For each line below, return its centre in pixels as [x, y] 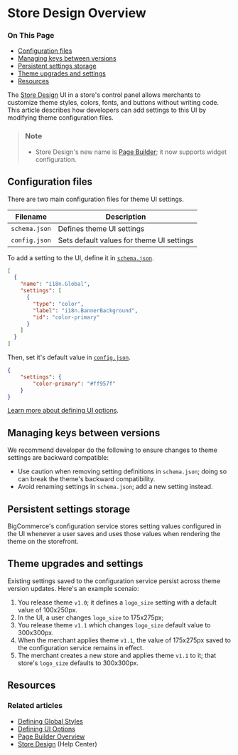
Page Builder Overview [51, 736]
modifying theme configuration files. [60, 118]
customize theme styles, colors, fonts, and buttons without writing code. [113, 103]
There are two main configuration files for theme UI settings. [96, 199]
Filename [31, 217]
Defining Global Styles [50, 721]
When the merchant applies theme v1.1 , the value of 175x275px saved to [124, 640]
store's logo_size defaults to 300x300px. [78, 663]
